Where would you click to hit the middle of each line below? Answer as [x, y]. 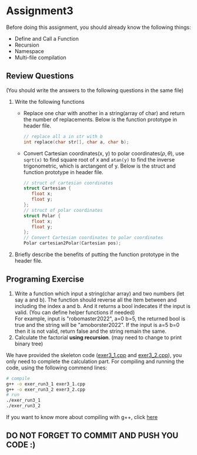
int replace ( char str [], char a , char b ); [76, 142]
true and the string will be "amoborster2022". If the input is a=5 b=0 [97, 325]
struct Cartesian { [47, 188]
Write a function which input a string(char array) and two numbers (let [99, 293]
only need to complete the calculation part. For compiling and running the [95, 361]
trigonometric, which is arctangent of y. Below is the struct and [100, 166]
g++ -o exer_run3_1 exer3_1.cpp [46, 384]
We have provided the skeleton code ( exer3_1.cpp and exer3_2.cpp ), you [94, 355]
